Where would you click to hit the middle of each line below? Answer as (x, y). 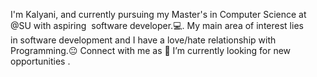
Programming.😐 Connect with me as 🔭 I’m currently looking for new (151, 50)
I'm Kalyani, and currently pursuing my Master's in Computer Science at (158, 14)
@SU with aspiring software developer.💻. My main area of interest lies (157, 25)
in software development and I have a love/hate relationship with (143, 40)
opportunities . (40, 61)
